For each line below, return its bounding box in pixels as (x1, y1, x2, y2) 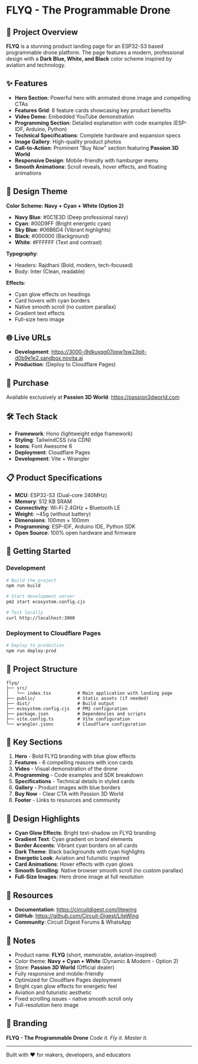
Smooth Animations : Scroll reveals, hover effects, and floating (14, 163, 167, 170)
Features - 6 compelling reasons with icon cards (14, 759, 134, 766)
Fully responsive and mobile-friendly (14, 970, 104, 977)
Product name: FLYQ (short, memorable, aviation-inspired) (14, 951, 157, 958)
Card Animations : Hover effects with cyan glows (14, 861, 134, 868)
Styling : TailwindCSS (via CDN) (14, 436, 91, 444)
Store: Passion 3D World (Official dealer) (14, 964, 115, 971)
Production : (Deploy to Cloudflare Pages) (14, 361, 116, 368)
